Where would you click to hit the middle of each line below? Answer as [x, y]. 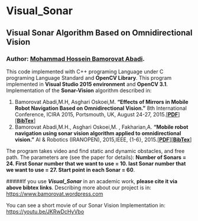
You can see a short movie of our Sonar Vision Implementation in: [86, 205]
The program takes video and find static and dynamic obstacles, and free [95, 151]
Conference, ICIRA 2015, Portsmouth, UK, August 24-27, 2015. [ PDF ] [97, 114]
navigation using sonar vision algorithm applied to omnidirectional [98, 133]
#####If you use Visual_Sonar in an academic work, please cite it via [92, 181]
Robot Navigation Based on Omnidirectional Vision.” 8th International [101, 108]
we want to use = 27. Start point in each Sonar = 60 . [71, 170]
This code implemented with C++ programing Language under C [85, 71]
